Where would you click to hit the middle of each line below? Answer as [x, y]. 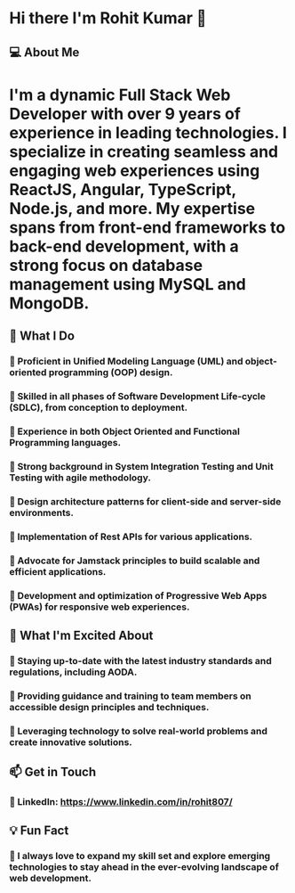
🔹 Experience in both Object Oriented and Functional [124, 431]
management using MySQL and [128, 284]
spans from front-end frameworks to [147, 227]
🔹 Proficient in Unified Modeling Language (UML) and [126, 362]
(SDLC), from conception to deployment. [99, 407]
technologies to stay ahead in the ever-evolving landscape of [144, 867]
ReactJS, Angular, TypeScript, [123, 189]
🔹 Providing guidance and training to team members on [130, 696]
